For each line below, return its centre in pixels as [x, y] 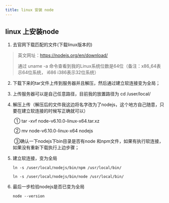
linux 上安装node [32, 32]
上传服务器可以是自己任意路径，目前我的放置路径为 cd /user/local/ [81, 94]
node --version [29, 196]
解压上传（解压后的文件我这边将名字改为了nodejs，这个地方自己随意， [86, 105]
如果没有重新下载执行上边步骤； [46, 147]
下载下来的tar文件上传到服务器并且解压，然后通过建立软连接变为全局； [86, 83]
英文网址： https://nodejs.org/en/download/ [62, 56]
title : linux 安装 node [30, 10]
